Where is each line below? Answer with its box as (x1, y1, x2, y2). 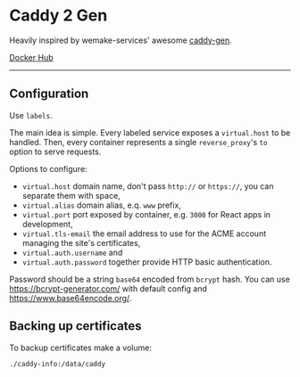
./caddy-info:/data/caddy (9, 359, 105, 368)
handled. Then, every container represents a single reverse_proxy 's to (9, 136, 268, 147)
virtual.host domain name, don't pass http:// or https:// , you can (21, 180, 274, 192)
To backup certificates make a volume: (9, 342, 152, 353)
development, (21, 218, 73, 229)
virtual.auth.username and (21, 247, 123, 258)
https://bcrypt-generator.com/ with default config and (9, 283, 208, 294)
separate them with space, (21, 190, 121, 201)
